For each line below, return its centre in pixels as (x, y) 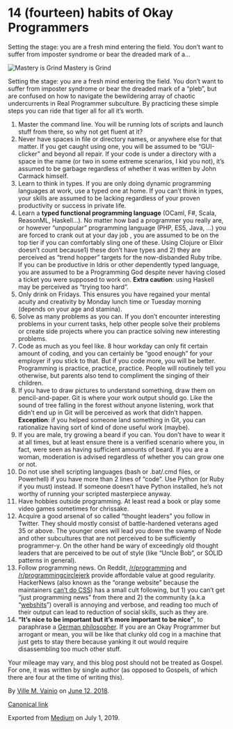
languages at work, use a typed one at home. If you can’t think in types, (121, 191)
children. (31, 383)
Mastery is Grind (88, 67)
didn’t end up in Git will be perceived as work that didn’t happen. (110, 412)
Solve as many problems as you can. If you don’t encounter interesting (119, 316)
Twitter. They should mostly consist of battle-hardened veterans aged (118, 523)
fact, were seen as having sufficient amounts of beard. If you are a (113, 449)
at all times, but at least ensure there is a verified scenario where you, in (121, 442)
